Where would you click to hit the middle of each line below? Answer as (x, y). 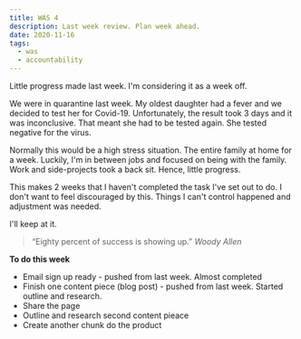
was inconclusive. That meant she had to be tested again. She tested (138, 123)
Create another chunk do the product (92, 325)
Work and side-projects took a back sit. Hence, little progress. (125, 169)
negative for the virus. (51, 132)
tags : (19, 43)
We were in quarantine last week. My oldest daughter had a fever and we (146, 104)
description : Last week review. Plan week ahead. (105, 26)
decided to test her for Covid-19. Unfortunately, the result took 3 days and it (151, 113)
